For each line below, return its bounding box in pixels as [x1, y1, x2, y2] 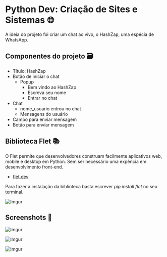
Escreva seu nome [27, 90, 67, 96]
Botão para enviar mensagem [12, 121, 74, 127]
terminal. [5, 189, 24, 195]
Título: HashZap [12, 68, 46, 74]
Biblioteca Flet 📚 [5, 137, 60, 146]
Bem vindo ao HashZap [27, 84, 77, 90]
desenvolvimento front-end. [5, 163, 64, 170]
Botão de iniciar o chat [12, 73, 60, 79]
